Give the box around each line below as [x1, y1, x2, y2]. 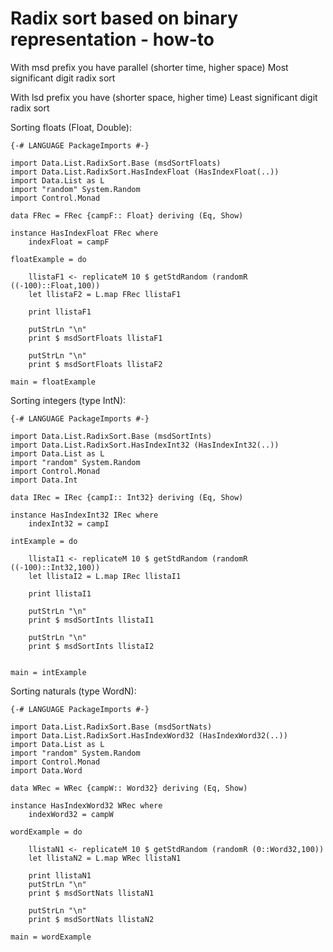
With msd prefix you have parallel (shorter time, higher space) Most [10, 61, 289, 73]
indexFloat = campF [28, 237, 110, 247]
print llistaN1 [28, 870, 92, 881]
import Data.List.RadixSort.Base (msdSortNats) [10, 722, 213, 732]
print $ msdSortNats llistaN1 [28, 888, 155, 898]
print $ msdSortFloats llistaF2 [28, 359, 163, 369]
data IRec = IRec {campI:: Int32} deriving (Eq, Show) [10, 492, 244, 502]
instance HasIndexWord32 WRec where [10, 800, 163, 811]
